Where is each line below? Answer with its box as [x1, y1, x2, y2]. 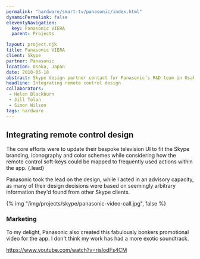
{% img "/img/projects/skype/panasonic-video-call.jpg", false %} [6, 200, 167, 207]
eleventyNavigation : [6, 20, 58, 26]
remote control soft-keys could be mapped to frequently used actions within [6, 158, 193, 165]
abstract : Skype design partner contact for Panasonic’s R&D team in [6, 75, 183, 81]
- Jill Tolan [8, 97, 42, 103]
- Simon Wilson [8, 102, 46, 108]
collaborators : [6, 86, 44, 92]
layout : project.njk [6, 42, 58, 48]
